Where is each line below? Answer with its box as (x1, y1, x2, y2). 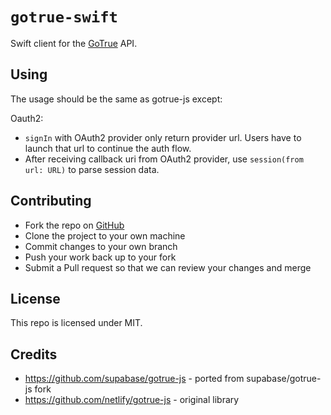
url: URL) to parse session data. (24, 163, 160, 175)
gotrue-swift (10, 8, 118, 27)
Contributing (10, 193, 92, 210)
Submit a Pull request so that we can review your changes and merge (24, 261, 312, 273)
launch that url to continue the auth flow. (24, 142, 192, 154)
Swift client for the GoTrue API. (10, 37, 138, 49)
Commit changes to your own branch (24, 240, 178, 252)
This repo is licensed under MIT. (10, 317, 143, 329)
